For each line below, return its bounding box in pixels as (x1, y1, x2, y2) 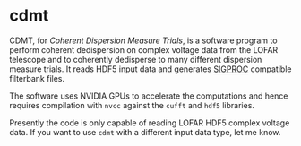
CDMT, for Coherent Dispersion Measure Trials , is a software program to (9, 35, 278, 46)
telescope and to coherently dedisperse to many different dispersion (9, 54, 262, 64)
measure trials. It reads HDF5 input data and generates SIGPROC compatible (9, 64, 292, 74)
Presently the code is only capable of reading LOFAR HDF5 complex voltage (9, 117, 290, 128)
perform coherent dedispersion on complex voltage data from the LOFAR (9, 44, 279, 55)
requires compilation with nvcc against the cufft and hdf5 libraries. (9, 99, 255, 110)
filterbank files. (9, 73, 65, 83)
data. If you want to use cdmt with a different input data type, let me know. (9, 126, 281, 137)
